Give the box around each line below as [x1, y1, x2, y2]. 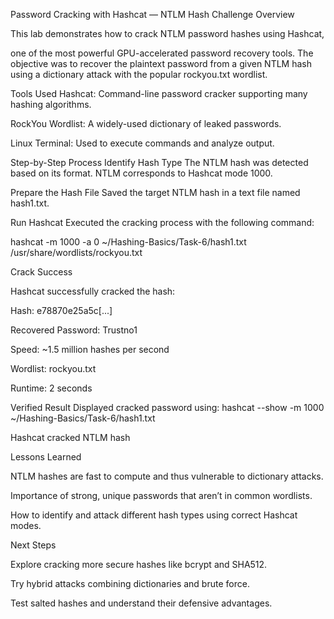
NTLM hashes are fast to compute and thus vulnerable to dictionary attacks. [10, 470, 324, 482]
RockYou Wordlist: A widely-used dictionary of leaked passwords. [10, 118, 282, 129]
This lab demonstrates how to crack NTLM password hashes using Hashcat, [10, 28, 325, 39]
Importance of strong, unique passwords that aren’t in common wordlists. [10, 490, 313, 501]
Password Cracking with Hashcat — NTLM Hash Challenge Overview [10, 9, 295, 20]
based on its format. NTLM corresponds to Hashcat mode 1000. [10, 167, 273, 179]
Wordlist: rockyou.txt [10, 363, 97, 374]
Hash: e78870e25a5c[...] [10, 305, 113, 316]
